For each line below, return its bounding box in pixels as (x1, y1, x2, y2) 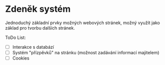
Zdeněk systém (5, 3, 71, 15)
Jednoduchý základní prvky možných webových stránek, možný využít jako (5, 20, 161, 26)
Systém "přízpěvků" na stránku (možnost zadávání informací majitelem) (12, 50, 160, 55)
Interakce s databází (12, 44, 54, 50)
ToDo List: (5, 34, 26, 40)
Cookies (12, 55, 30, 61)
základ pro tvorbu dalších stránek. (5, 25, 76, 31)
